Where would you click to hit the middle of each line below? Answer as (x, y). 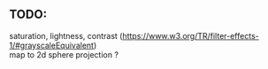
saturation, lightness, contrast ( (66, 35)
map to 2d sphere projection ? (64, 54)
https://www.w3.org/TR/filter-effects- (191, 35)
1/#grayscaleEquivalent (52, 45)
